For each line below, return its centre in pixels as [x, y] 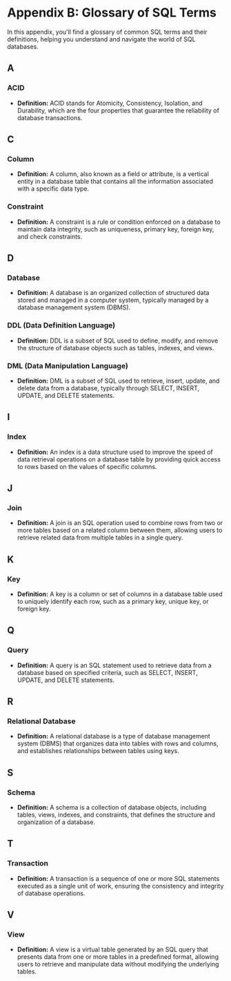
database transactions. [50, 117]
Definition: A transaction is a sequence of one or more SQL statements [118, 878]
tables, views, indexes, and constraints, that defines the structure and [116, 815]
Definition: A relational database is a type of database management [113, 736]
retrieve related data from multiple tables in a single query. [100, 537]
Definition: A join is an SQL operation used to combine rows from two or [120, 523]
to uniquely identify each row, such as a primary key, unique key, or [113, 601]
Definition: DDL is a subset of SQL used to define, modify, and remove [118, 341]
